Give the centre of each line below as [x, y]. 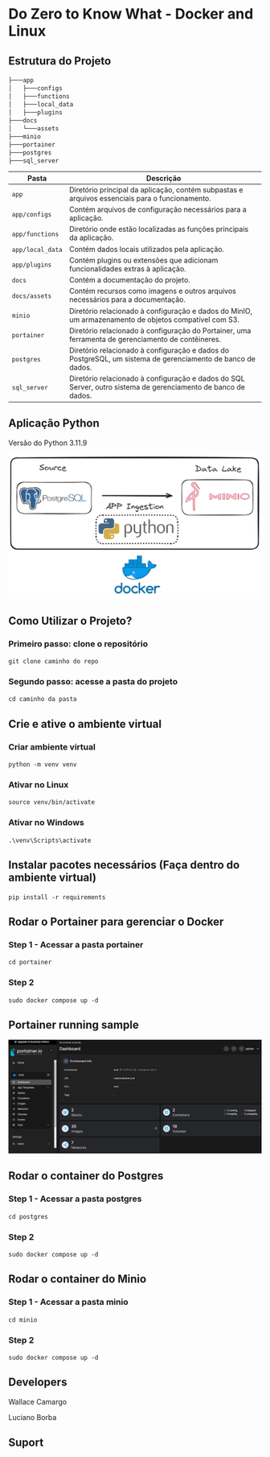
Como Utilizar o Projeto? [70, 621]
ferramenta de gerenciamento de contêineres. [145, 339]
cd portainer [30, 963]
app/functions [35, 234]
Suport [26, 1443]
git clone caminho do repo [53, 662]
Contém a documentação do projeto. [130, 280]
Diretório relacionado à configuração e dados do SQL [157, 378]
